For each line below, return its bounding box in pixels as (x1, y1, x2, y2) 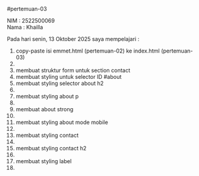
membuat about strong (15, 106, 74, 112)
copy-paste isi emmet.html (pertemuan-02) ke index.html (15, 47, 160, 54)
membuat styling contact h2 (15, 145, 87, 152)
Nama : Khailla (7, 24, 43, 31)
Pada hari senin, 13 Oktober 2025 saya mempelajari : (7, 35, 140, 42)
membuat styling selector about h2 (15, 79, 104, 87)
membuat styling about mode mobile (15, 119, 109, 126)
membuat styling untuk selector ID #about (15, 73, 122, 80)
